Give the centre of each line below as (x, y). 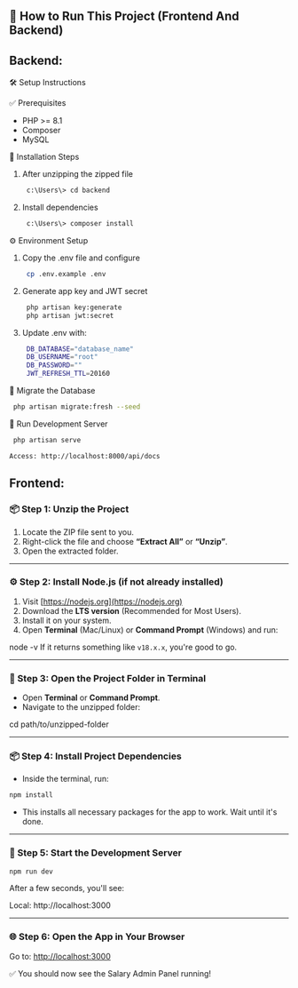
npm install (31, 795)
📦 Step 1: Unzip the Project (69, 509)
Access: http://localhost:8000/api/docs (85, 456)
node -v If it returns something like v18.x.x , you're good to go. (123, 647)
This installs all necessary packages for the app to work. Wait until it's (149, 812)
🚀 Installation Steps (44, 157)
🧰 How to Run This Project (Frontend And (124, 16)
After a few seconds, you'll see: (67, 888)
